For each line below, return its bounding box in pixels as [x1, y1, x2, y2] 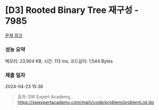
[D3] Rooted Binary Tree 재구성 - [5, 4, 139, 16]
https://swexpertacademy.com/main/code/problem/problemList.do [17, 99, 155, 105]
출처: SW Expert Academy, [17, 94, 72, 100]
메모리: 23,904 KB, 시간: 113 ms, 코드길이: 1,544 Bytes [5, 58, 113, 64]
